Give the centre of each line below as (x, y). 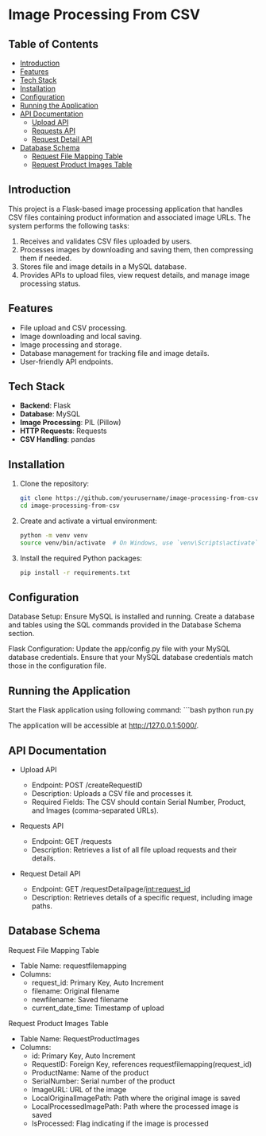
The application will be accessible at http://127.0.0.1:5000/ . (104, 725)
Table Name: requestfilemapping (73, 966)
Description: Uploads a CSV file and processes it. (112, 794)
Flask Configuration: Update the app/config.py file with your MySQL (119, 649)
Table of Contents (54, 44)
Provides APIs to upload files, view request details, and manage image (135, 275)
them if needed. (46, 258)
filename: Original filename (75, 991)
